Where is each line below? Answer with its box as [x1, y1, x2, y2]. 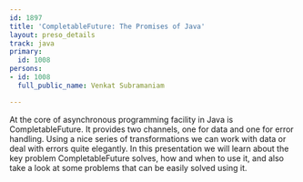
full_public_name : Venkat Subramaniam [17, 81, 166, 90]
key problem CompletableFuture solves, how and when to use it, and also [9, 152, 285, 164]
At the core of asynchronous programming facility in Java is [9, 114, 234, 125]
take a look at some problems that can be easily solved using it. [9, 162, 247, 173]
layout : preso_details [9, 30, 96, 39]
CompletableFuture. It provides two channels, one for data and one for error [9, 124, 294, 135]
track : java [9, 38, 55, 48]
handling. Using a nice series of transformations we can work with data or [9, 133, 287, 144]
